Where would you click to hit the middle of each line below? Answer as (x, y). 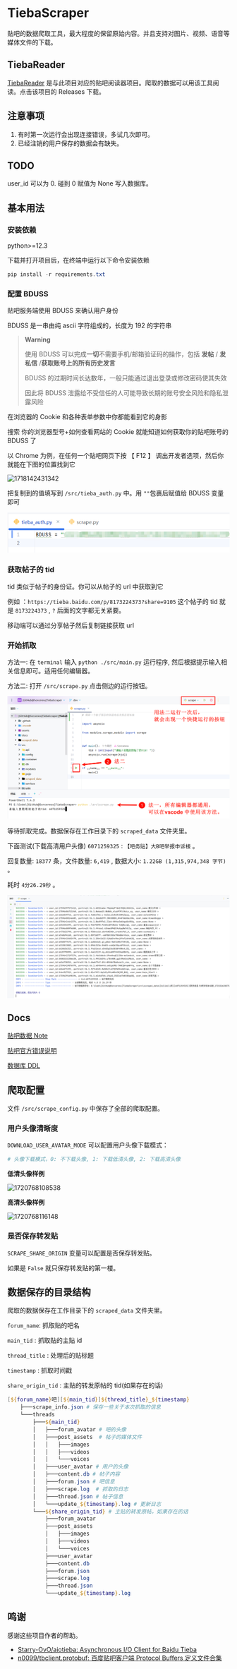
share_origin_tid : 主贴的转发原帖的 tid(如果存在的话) (85, 1385)
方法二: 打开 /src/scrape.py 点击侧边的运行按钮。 (79, 686)
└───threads (37, 1415)
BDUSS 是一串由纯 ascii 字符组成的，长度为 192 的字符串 (90, 325)
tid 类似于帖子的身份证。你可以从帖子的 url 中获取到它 (85, 586)
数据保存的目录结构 (49, 1292)
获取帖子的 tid (31, 570)
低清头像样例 (26, 1174)
